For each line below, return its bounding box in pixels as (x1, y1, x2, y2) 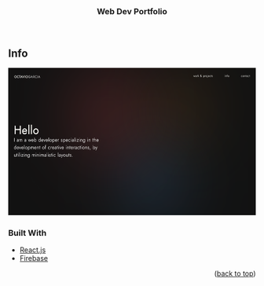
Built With (8, 228, 47, 239)
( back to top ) (214, 269, 256, 278)
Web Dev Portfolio (97, 5, 167, 16)
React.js (19, 245, 46, 255)
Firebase (19, 254, 49, 263)
